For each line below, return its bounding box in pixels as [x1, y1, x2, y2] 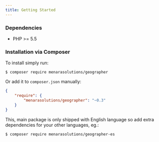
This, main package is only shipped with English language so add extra [5, 116, 154, 122]
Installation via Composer [5, 48, 70, 55]
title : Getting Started [5, 7, 56, 13]
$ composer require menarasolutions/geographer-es [5, 131, 115, 137]
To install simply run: [5, 60, 49, 66]
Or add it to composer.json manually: [5, 79, 82, 85]
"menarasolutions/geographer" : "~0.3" [23, 97, 106, 103]
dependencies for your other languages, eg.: [5, 122, 99, 128]
